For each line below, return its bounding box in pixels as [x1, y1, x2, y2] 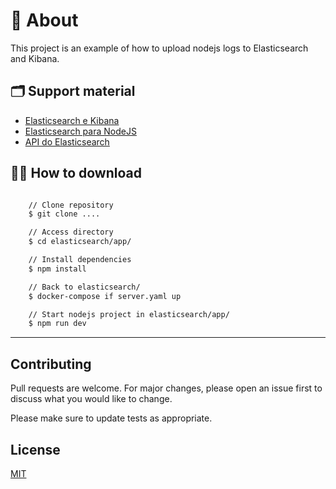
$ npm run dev [28, 319, 87, 329]
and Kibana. [10, 52, 60, 64]
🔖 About [10, 9, 79, 32]
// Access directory [28, 227, 114, 238]
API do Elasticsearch [24, 135, 110, 148]
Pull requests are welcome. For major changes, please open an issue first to [10, 382, 323, 394]
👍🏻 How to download [10, 165, 142, 182]
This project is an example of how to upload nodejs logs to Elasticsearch [10, 42, 309, 54]
